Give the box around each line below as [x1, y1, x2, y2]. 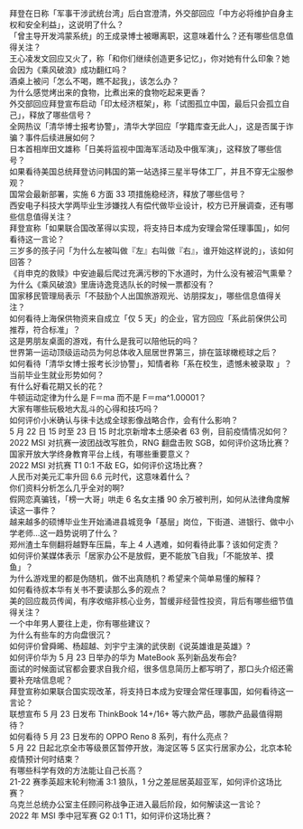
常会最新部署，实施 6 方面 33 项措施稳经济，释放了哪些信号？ [16, 189, 246, 199]
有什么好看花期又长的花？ [9, 381, 105, 391]
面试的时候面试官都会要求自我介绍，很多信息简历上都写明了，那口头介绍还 [9, 664, 286, 674]
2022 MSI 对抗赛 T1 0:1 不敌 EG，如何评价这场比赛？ [9, 460, 205, 470]
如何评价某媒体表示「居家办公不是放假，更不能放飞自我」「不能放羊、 [9, 551, 266, 561]
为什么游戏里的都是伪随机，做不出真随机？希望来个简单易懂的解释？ [9, 573, 262, 583]
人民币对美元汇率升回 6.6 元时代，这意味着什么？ [9, 471, 192, 482]
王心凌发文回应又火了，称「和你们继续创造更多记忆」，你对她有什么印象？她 [9, 53, 290, 63]
